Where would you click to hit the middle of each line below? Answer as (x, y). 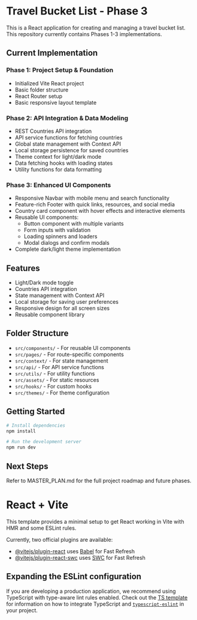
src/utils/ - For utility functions (55, 373)
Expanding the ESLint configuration (74, 576)
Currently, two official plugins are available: (60, 539)
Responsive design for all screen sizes (62, 308)
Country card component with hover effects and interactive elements (100, 211)
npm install (21, 431)
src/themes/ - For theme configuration (62, 393)
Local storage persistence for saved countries (72, 150)
